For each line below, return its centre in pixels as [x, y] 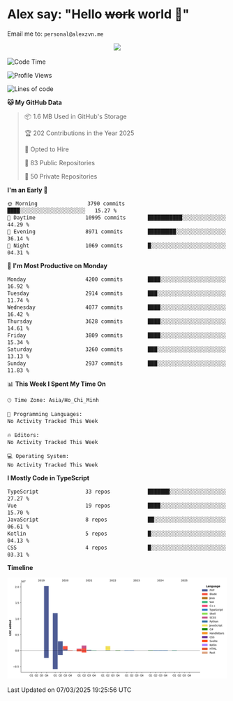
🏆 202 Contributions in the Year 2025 [79, 133]
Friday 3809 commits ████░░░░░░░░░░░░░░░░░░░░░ [117, 335]
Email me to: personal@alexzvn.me [55, 34]
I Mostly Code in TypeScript [48, 478]
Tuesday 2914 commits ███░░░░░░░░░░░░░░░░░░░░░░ [117, 293]
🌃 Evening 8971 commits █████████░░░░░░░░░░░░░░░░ [117, 231]
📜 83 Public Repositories [60, 162]
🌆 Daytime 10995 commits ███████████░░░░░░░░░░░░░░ [117, 217]
